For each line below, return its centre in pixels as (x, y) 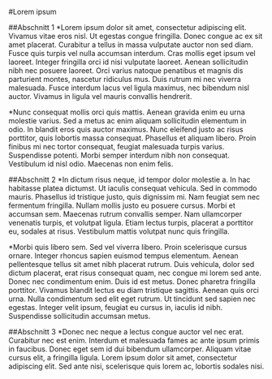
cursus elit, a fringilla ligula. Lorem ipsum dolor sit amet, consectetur (123, 357)
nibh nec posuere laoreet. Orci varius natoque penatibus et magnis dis (126, 71)
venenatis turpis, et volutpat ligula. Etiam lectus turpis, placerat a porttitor (131, 223)
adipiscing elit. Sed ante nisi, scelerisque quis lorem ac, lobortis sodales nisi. (136, 366)
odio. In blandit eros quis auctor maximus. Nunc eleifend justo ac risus (126, 129)
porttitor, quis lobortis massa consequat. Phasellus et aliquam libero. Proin (132, 138)
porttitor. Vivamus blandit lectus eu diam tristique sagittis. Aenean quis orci (134, 290)
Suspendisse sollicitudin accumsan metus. (80, 316)
